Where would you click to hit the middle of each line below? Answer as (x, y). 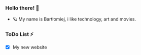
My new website (30, 47)
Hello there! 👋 (22, 8)
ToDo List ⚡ (20, 34)
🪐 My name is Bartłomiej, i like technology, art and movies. (74, 19)
